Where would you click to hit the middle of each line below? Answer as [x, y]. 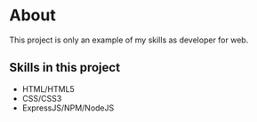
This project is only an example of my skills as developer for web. [129, 40]
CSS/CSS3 [42, 98]
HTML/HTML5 [48, 88]
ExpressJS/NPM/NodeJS [68, 108]
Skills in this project [65, 68]
